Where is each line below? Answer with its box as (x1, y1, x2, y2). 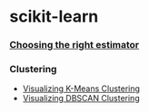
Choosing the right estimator (9, 39, 140, 51)
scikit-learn (9, 6, 99, 27)
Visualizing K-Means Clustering (22, 83, 141, 94)
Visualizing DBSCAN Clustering (22, 93, 140, 104)
